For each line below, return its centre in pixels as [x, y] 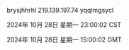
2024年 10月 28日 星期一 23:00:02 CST [64, 25]
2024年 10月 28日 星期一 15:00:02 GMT [64, 39]
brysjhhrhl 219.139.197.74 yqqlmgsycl [60, 10]
